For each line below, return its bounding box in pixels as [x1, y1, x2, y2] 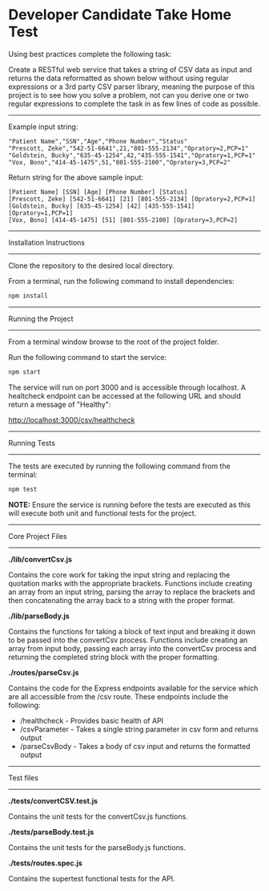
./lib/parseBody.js [8, 611, 70, 621]
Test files [8, 772, 38, 783]
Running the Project [8, 314, 74, 323]
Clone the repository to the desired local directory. [8, 261, 175, 270]
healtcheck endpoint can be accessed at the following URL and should [8, 391, 242, 400]
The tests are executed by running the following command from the [8, 461, 231, 471]
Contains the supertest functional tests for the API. [8, 873, 175, 883]
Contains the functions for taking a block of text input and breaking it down [8, 626, 256, 636]
